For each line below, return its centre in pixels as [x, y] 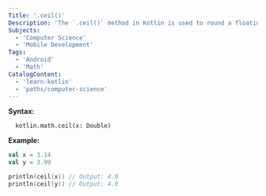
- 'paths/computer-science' [62, 89]
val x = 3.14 [30, 155]
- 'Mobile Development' [54, 45]
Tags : [17, 52]
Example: [24, 141]
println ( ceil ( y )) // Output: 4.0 [63, 184]
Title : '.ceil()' [37, 15]
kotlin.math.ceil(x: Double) [63, 126]
